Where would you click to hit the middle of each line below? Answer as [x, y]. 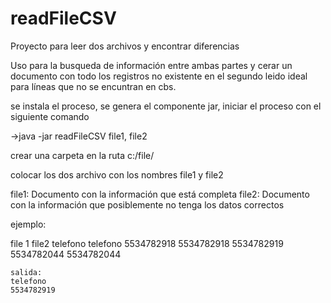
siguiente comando [50, 116]
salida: [26, 272]
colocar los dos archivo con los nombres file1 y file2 [117, 174]
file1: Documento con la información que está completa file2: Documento [160, 194]
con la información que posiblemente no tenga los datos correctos [147, 204]
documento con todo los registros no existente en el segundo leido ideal [159, 76]
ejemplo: [28, 224]
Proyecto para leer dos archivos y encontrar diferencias [125, 46]
